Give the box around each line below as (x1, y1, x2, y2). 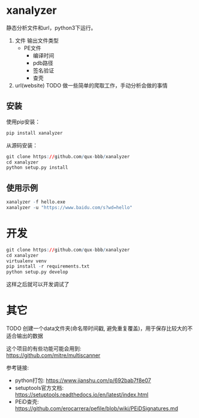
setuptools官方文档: (14, 384, 64, 392)
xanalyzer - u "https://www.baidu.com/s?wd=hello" (6, 204, 133, 210)
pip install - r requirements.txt (6, 263, 90, 269)
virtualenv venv (6, 258, 47, 264)
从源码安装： (6, 141, 38, 149)
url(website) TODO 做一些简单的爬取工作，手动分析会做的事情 (14, 81, 168, 89)
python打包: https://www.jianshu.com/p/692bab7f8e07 (14, 377, 152, 384)
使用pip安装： (6, 118, 41, 125)
